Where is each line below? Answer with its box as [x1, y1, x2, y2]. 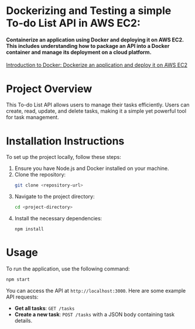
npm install [14, 226, 44, 232]
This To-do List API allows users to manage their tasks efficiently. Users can [6, 101, 190, 109]
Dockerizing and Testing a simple [6, 4, 172, 18]
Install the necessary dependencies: [14, 215, 102, 222]
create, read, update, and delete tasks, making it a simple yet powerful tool [6, 108, 186, 115]
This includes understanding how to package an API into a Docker [6, 42, 170, 49]
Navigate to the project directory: [14, 193, 95, 200]
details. [14, 317, 33, 324]
